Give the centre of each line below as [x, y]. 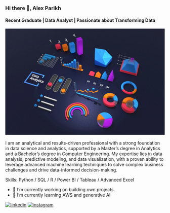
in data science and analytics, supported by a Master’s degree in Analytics [83, 148]
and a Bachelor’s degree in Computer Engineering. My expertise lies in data [84, 154]
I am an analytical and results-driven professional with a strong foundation [83, 143]
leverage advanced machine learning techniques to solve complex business [84, 164]
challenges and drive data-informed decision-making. [61, 170]
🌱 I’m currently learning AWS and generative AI [61, 195]
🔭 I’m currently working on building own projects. [64, 189]
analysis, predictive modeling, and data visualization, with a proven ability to [84, 159]
